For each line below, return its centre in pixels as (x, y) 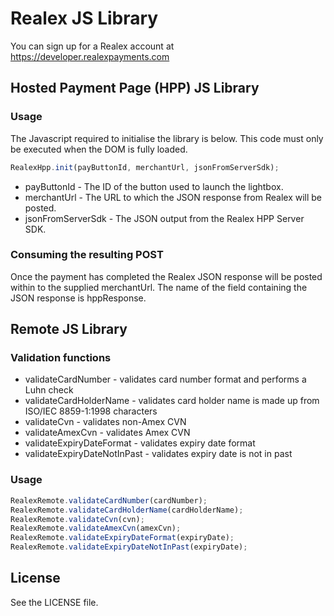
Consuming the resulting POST (87, 255)
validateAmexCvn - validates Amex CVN (107, 433)
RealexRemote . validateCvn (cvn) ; (77, 519)
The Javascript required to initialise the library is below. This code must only (167, 138)
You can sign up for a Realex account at (92, 46)
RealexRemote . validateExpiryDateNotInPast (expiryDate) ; (129, 547)
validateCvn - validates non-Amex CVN (105, 422)
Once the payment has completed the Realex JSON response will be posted (166, 276)
